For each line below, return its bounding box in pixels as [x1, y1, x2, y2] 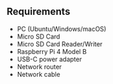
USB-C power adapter [16, 55, 82, 63]
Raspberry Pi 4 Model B [16, 47, 87, 56]
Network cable [16, 70, 61, 78]
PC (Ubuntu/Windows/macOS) [16, 24, 107, 33]
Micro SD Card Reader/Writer [16, 39, 103, 48]
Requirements [6, 6, 70, 18]
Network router [16, 62, 62, 70]
